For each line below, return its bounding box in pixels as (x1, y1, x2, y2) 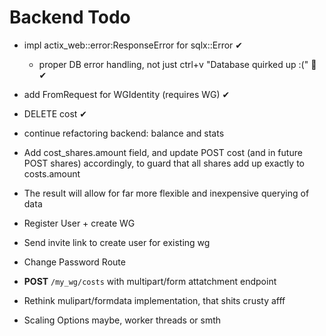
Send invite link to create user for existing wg (23, 236, 211, 248)
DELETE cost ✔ (23, 107, 88, 120)
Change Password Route (23, 256, 126, 268)
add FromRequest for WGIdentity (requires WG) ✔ (23, 88, 231, 100)
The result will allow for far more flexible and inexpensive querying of (23, 187, 310, 199)
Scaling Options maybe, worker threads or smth (23, 314, 222, 326)
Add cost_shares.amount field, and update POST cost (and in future (23, 146, 303, 158)
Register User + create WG (23, 217, 136, 229)
